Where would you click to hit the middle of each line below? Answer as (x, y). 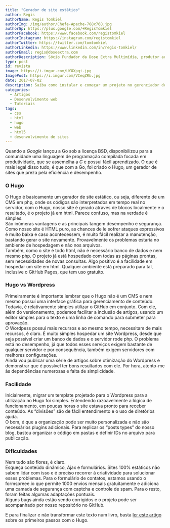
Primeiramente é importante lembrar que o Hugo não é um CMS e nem (79, 296)
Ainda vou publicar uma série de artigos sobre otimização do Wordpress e (83, 360)
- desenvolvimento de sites (39, 137)
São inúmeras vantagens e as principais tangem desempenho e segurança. (84, 223)
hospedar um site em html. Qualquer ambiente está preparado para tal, (79, 266)
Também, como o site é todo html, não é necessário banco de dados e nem (84, 250)
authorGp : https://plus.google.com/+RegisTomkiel (59, 29)
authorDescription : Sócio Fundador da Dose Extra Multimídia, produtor (82, 57)
